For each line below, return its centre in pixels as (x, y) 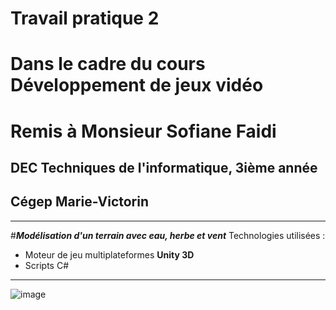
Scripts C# (47, 265)
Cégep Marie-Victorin (80, 202)
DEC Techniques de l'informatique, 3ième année (164, 167)
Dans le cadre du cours (108, 64)
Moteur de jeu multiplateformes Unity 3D (109, 254)
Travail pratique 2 (85, 18)
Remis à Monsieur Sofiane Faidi (143, 131)
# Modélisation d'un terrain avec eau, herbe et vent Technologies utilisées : (168, 235)
